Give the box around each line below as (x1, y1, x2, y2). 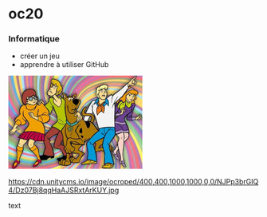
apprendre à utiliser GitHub (19, 60, 109, 69)
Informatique (8, 34, 60, 45)
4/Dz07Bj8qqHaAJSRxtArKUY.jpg (8, 185, 120, 195)
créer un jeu (19, 51, 60, 61)
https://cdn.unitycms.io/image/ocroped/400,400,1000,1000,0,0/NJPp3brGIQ (8, 177, 259, 187)
